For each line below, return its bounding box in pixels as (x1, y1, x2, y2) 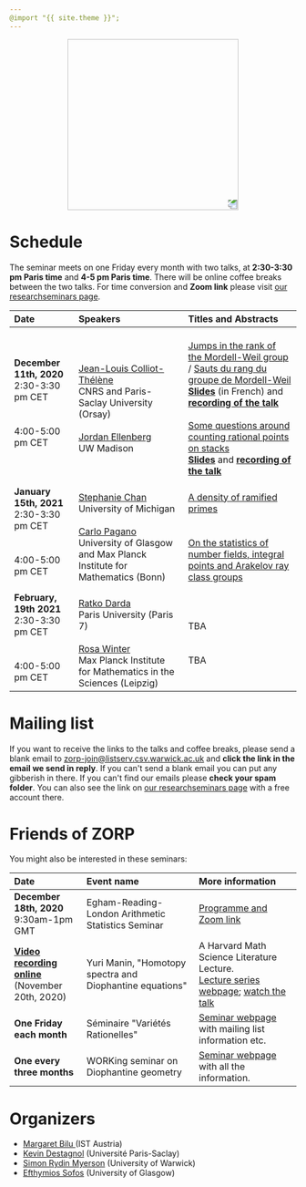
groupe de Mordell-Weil (188, 373, 291, 386)
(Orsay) (78, 408, 112, 420)
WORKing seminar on (86, 1055, 178, 1068)
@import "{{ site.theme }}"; (9, 13, 120, 23)
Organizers (9, 1109, 96, 1129)
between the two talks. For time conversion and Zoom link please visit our (9, 281, 288, 292)
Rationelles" (86, 1028, 138, 1041)
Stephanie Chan (78, 490, 148, 503)
